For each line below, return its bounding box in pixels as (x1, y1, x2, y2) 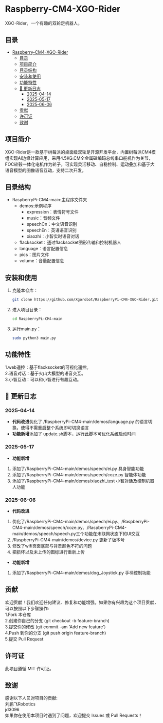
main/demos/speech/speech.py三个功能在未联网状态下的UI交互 (12, 531, 140, 536)
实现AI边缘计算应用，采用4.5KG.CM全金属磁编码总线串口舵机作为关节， (9, 155, 153, 161)
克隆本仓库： (12, 287, 38, 294)
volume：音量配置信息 (19, 258, 64, 264)
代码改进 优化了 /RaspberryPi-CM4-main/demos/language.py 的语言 (12, 419, 148, 425)
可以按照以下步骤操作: (5, 605, 50, 611)
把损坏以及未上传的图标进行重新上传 (12, 549, 85, 555)
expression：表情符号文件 (26, 209, 79, 215)
